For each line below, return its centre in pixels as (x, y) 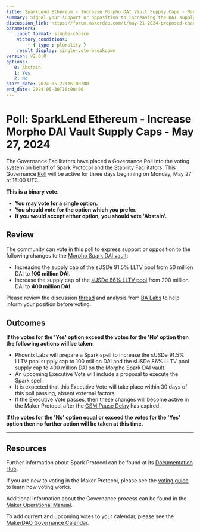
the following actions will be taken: (50, 344)
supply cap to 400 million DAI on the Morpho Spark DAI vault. (90, 368)
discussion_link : (28, 23)
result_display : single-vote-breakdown (66, 51)
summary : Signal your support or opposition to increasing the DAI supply (101, 17)
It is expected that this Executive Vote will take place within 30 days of (101, 387)
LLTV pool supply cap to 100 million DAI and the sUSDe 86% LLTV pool (102, 362)
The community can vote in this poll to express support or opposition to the (99, 249)
